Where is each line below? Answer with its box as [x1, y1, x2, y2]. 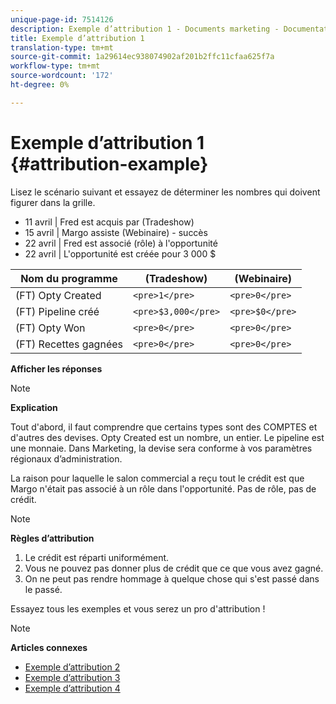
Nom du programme [20, 271, 118, 285]
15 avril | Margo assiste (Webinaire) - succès [24, 226, 208, 238]
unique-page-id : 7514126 [10, 14, 114, 25]
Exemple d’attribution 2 [24, 661, 121, 673]
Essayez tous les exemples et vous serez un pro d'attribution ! [10, 602, 266, 615]
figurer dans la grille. [10, 196, 96, 208]
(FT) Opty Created [15, 288, 102, 302]
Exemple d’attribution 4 [24, 682, 121, 694]
